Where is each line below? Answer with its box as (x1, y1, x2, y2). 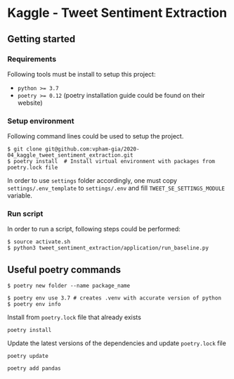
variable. (7, 191, 33, 200)
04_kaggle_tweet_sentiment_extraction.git (7, 152, 134, 159)
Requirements (7, 54, 57, 64)
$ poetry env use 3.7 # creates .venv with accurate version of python (7, 295, 221, 302)
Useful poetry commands (7, 264, 122, 276)
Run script (7, 209, 44, 219)
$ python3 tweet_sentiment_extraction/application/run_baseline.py (7, 245, 209, 252)
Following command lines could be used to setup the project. (7, 132, 184, 141)
